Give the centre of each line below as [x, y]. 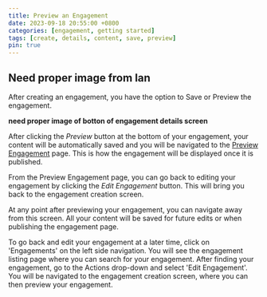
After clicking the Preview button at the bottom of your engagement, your [128, 136]
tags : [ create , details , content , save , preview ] [92, 38]
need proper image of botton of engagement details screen [108, 121]
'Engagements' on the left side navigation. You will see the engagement [126, 250]
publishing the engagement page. [64, 226]
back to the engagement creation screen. [76, 194]
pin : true [25, 46]
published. [26, 161]
